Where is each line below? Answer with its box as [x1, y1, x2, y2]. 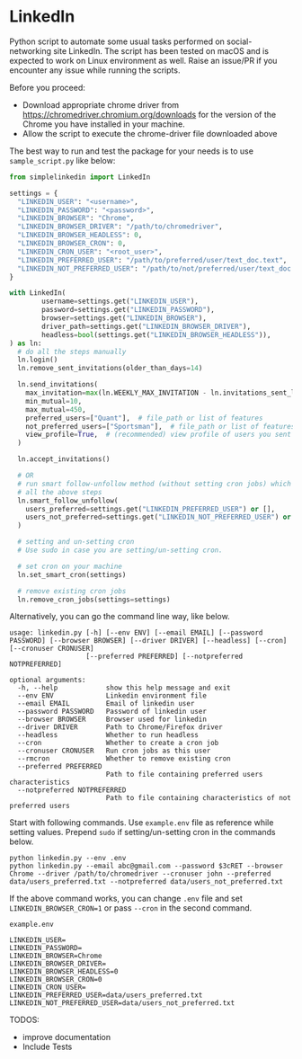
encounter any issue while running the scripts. [9, 65, 181, 76]
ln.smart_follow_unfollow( [17, 496, 119, 505]
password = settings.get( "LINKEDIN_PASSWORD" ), [41, 306, 216, 315]
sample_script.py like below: [9, 155, 116, 165]
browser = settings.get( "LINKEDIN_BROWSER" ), [41, 314, 207, 323]
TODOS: [9, 1014, 40, 1026]
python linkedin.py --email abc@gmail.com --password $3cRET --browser [9, 861, 283, 871]
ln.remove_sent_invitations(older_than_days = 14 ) [17, 364, 203, 373]
